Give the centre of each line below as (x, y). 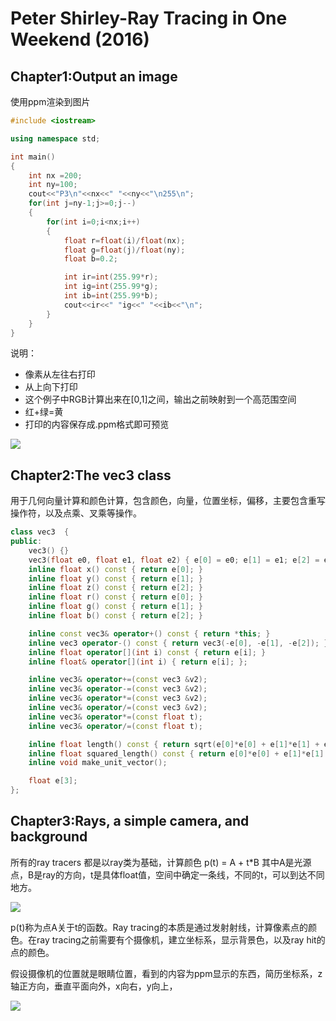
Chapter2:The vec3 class (91, 475)
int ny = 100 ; (53, 185)
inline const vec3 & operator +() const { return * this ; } (149, 633)
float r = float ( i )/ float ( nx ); (124, 240)
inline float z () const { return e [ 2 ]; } (115, 588)
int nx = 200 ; (55, 175)
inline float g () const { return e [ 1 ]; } (115, 607)
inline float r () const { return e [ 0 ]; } (115, 597)
